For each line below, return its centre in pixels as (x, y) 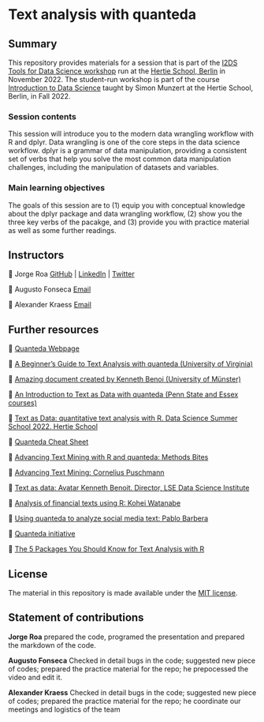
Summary (33, 44)
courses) (22, 403)
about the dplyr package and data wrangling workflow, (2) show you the (125, 213)
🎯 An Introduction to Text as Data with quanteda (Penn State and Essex (123, 395)
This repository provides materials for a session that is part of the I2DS (123, 62)
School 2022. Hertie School (53, 427)
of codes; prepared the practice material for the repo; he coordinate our (125, 701)
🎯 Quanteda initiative (42, 534)
